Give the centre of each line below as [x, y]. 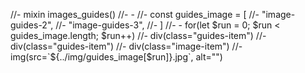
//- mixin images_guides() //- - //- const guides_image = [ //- [135, 14]
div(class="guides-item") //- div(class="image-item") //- [126, 46]
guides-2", [32, 25]
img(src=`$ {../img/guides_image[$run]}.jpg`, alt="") [116, 57]
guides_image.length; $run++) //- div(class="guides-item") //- [138, 35]
